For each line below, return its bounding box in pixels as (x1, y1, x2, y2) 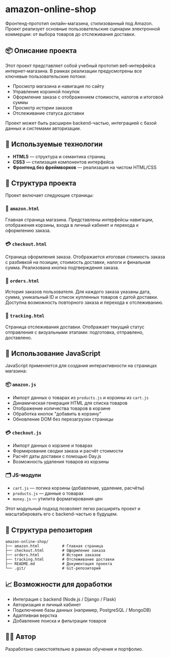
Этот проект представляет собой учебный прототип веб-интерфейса (5, 62, 156, 68)
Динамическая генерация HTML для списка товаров (12, 400, 128, 406)
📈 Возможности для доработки (5, 580, 113, 589)
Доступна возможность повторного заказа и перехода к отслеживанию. (5, 299, 163, 305)
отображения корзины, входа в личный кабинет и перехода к (5, 222, 139, 228)
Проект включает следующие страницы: (5, 192, 94, 198)
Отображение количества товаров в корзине (12, 405, 111, 411)
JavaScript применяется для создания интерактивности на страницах (5, 363, 157, 369)
